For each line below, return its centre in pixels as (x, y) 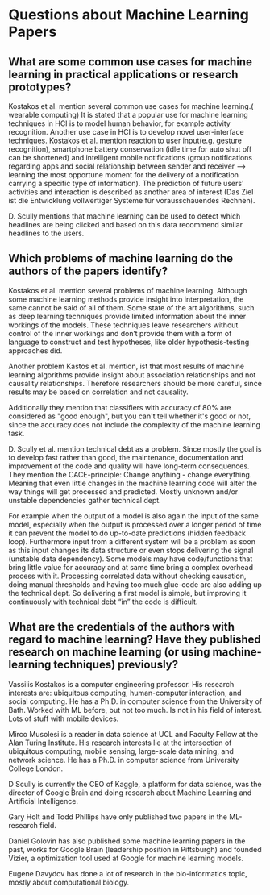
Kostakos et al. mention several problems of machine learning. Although (128, 290)
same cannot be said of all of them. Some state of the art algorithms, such (131, 307)
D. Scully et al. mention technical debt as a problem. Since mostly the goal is (135, 448)
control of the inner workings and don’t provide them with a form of (120, 333)
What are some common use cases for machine (130, 62)
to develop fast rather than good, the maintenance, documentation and (126, 457)
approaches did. (35, 350)
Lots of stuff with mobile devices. (64, 718)
